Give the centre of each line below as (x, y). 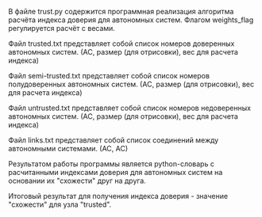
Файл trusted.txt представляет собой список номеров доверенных (121, 44)
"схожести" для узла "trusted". (60, 204)
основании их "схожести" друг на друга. (77, 181)
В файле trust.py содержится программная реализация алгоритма (121, 11)
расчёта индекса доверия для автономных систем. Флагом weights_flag (131, 20)
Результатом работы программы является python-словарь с (111, 164)
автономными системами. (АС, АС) (68, 148)
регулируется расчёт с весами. (62, 28)
